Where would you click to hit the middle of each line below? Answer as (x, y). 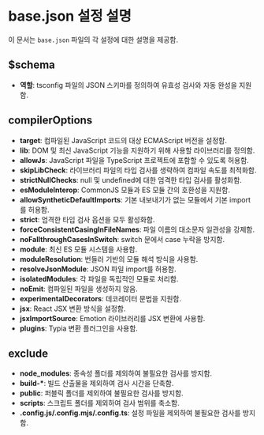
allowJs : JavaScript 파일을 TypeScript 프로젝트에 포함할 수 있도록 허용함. (134, 160)
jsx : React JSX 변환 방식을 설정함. (73, 308)
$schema (32, 65)
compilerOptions (50, 121)
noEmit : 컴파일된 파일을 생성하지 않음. (78, 289)
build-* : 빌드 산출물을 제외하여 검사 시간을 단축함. (97, 384)
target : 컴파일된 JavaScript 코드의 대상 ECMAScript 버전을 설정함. (123, 140)
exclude (28, 353)
